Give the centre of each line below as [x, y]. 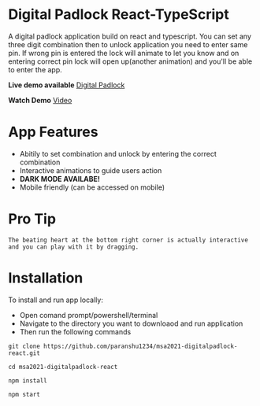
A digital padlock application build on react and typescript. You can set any [130, 36]
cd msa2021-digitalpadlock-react [63, 367]
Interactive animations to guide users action [91, 170]
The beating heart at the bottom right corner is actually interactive [128, 240]
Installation [46, 278]
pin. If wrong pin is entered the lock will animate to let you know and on [124, 53]
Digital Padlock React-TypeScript [119, 15]
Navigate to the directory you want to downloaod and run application [131, 323]
